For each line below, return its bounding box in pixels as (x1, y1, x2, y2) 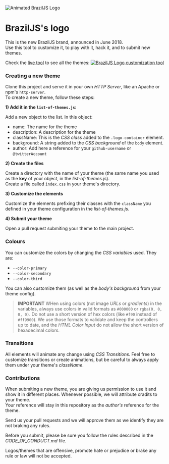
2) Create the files (5, 161, 44, 167)
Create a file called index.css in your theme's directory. (5, 181, 121, 187)
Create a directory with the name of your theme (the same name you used (5, 170, 159, 176)
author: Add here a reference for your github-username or (12, 145, 132, 151)
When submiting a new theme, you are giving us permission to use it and (5, 386, 156, 392)
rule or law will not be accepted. (5, 453, 72, 459)
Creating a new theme (5, 72, 61, 79)
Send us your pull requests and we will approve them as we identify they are (5, 417, 164, 424)
